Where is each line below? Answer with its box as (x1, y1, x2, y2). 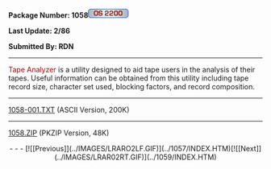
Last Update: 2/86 (8, 26, 71, 35)
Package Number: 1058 (8, 10, 89, 20)
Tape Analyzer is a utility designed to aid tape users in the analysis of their (8, 65, 256, 74)
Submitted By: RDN (8, 42, 74, 51)
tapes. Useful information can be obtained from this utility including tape (8, 73, 249, 83)
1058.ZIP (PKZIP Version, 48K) (8, 128, 110, 138)
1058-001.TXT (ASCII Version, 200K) (8, 105, 130, 114)
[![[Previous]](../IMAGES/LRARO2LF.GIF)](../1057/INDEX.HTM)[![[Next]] (25, 144, 262, 153)
